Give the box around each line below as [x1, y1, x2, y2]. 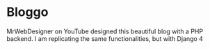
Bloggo [6, 4, 49, 20]
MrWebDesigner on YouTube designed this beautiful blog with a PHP [6, 27, 203, 35]
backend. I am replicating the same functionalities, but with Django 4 [6, 34, 203, 42]
